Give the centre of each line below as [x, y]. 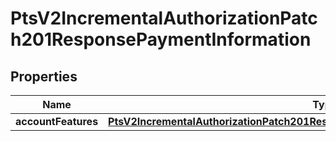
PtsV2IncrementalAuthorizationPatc [164, 18]
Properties [44, 76]
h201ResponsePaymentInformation [161, 39]
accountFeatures [57, 121]
